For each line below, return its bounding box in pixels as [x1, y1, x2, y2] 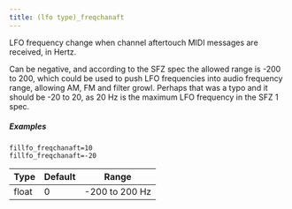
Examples [9, 121, 47, 132]
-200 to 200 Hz [83, 185, 152, 198]
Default [43, 170, 76, 183]
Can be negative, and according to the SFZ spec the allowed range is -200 [9, 63, 281, 74]
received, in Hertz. [9, 46, 77, 57]
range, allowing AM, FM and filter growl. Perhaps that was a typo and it [9, 82, 268, 93]
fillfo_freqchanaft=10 [9, 143, 93, 153]
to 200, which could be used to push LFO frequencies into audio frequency [9, 72, 283, 84]
